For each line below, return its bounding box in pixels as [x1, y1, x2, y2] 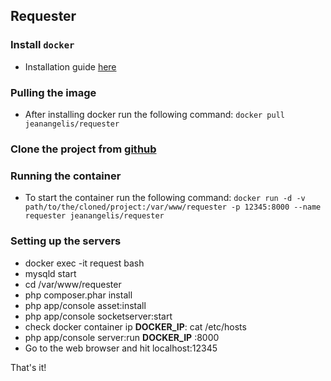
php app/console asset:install [24, 299, 147, 311]
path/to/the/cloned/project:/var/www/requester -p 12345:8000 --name [24, 202, 322, 213]
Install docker [10, 38, 75, 52]
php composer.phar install [24, 289, 133, 301]
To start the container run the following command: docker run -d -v [24, 192, 306, 204]
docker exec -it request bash [24, 257, 145, 269]
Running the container [10, 169, 122, 183]
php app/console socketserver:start [24, 310, 173, 322]
